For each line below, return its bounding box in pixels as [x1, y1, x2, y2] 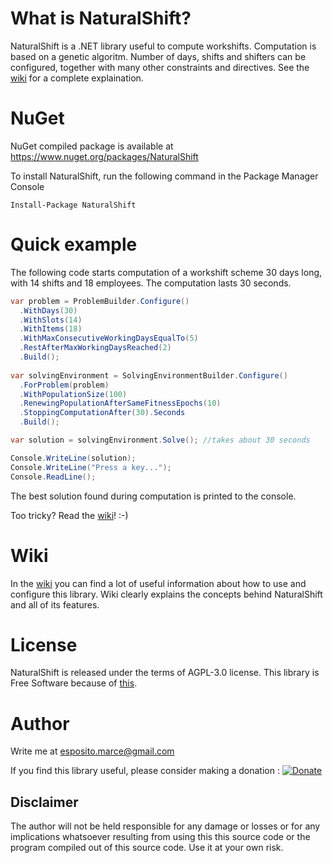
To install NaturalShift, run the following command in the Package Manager [10, 170, 319, 182]
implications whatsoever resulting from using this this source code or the [10, 831, 311, 843]
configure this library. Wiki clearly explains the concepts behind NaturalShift [10, 588, 323, 600]
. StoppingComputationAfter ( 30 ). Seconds [19, 408, 186, 418]
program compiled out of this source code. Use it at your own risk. [10, 842, 284, 854]
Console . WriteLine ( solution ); [10, 453, 137, 463]
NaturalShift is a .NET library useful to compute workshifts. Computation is [10, 40, 317, 52]
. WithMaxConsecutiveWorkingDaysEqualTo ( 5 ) [19, 333, 199, 344]
